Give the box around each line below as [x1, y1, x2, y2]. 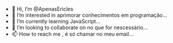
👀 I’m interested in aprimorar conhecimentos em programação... [11, 12, 168, 19]
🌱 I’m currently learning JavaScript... [11, 18, 101, 24]
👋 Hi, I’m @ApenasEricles [11, 6, 74, 12]
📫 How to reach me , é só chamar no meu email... [11, 31, 134, 37]
